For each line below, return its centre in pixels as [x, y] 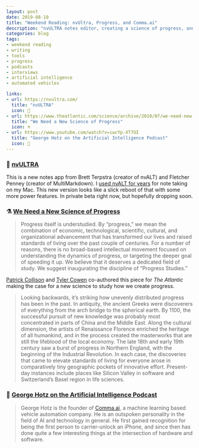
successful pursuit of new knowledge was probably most [91, 316]
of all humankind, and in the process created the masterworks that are [106, 335]
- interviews [22, 72]
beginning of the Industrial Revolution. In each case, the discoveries [103, 354]
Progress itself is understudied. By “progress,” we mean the [94, 224]
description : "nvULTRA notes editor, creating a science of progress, [95, 28]
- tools [16, 56]
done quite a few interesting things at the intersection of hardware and [107, 433]
